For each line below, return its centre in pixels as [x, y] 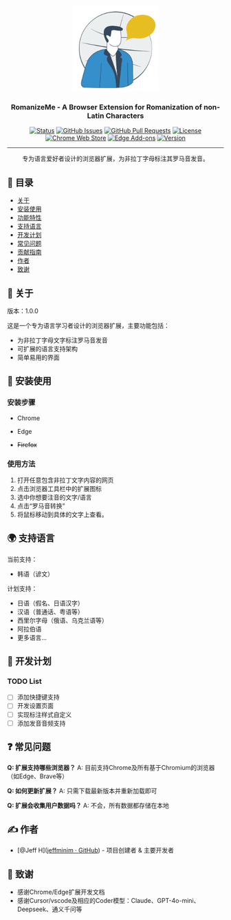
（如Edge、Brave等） [38, 776]
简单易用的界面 [38, 357]
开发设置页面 [35, 706]
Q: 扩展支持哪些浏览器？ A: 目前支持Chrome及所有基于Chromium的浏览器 [111, 768]
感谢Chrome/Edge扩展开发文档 [61, 892]
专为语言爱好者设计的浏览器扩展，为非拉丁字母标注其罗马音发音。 [115, 159]
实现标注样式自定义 [44, 714]
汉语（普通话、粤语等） [50, 611]
